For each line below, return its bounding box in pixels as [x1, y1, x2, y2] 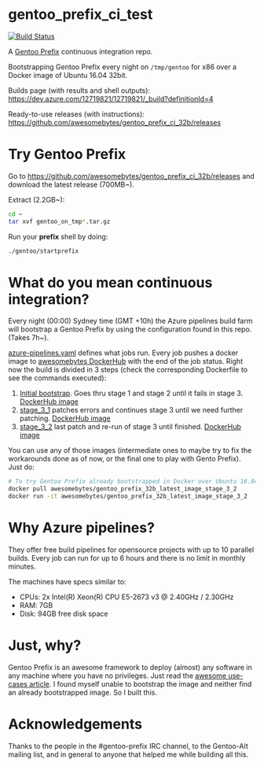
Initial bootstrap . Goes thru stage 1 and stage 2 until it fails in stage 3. [19, 388, 244, 398]
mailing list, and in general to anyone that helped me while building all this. [8, 750, 249, 759]
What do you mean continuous [8, 273, 213, 291]
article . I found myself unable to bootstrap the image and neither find [28, 679, 252, 688]
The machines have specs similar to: [8, 577, 126, 586]
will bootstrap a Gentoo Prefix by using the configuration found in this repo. [8, 324, 252, 334]
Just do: [8, 462, 35, 472]
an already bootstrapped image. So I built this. [8, 687, 157, 697]
